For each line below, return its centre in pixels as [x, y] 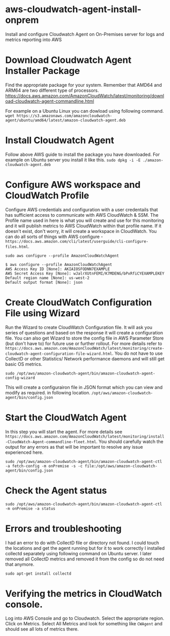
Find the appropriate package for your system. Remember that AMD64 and [84, 85]
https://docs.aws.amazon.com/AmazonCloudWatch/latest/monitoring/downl [85, 95]
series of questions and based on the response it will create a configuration [84, 332]
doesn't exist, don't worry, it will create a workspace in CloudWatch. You [81, 231]
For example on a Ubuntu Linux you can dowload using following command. [84, 111]
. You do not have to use [137, 353]
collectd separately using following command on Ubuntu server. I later [79, 553]
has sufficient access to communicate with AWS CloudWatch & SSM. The [82, 215]
